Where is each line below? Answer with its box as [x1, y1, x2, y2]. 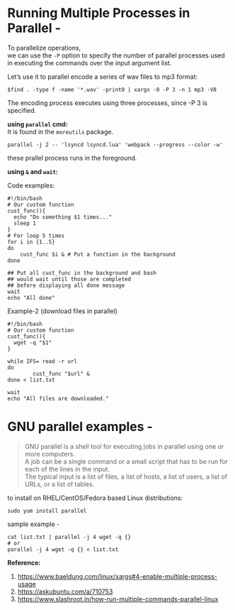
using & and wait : [7, 167, 59, 175]
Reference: [7, 558, 41, 567]
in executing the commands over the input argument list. [7, 58, 172, 67]
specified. [7, 106, 37, 114]
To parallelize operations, [7, 43, 81, 52]
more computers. [24, 450, 76, 458]
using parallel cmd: [7, 119, 69, 129]
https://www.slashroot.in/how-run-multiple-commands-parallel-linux [17, 594, 219, 603]
